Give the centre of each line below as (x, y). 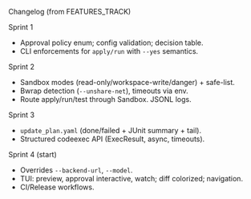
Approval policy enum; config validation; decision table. (111, 43)
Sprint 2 (21, 67)
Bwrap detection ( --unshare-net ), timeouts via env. (104, 91)
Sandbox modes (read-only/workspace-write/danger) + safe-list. (127, 82)
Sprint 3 (21, 115)
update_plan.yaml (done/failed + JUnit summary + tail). (111, 130)
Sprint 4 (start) (33, 154)
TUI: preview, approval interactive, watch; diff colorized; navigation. (131, 179)
